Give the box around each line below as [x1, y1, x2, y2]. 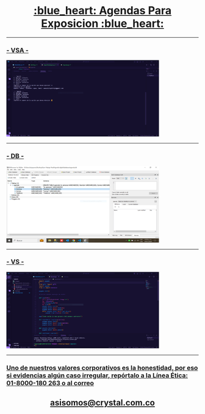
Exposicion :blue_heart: [41, 16, 164, 31]
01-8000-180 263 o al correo [6, 379, 95, 387]
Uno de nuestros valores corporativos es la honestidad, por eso [6, 363, 198, 372]
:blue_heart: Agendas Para [33, 4, 172, 18]
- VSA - [6, 46, 29, 54]
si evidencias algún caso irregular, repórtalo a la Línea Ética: [6, 371, 188, 379]
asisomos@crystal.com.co [49, 398, 156, 408]
